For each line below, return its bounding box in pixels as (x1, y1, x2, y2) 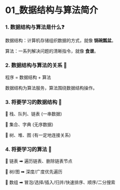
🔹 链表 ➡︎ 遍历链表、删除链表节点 (5, 158, 72, 164)
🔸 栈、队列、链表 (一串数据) (5, 111, 62, 117)
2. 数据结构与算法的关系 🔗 (5, 62, 67, 69)
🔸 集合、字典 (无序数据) (5, 121, 53, 127)
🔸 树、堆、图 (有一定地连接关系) (5, 132, 71, 138)
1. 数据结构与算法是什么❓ (5, 23, 65, 30)
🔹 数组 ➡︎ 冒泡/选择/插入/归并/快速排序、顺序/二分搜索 (5, 179, 115, 185)
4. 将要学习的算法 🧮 (5, 146, 52, 152)
